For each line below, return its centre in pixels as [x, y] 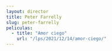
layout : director [27, 11]
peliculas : [19, 28]
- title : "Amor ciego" [39, 33]
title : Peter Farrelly [34, 17]
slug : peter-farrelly [33, 22]
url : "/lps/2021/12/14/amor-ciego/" [62, 39]
